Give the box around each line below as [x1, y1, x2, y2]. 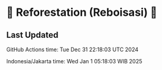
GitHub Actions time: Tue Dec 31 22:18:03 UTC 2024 [6, 46, 139, 53]
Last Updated [6, 30, 59, 40]
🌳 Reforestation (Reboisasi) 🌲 [6, 5, 158, 19]
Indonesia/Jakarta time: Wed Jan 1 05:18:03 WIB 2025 [6, 58, 142, 65]
